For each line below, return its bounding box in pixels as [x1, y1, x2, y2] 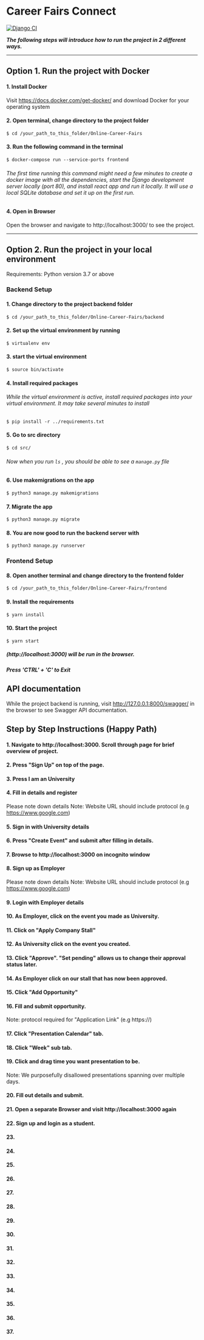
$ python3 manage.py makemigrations [6, 490, 99, 496]
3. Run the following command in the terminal [6, 143, 123, 150]
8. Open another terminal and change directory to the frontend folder [6, 572, 184, 579]
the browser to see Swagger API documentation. [6, 706, 128, 713]
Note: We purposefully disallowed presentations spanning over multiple [6, 1071, 185, 1078]
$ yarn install [6, 611, 45, 618]
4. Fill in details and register [6, 789, 78, 796]
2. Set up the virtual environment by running [6, 327, 120, 334]
